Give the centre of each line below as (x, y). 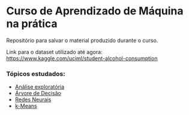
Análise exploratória (40, 87)
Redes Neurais (33, 99)
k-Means (26, 106)
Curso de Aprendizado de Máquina (95, 11)
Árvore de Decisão (38, 93)
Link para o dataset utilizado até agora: (55, 52)
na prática (32, 24)
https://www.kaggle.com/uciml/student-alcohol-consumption (82, 58)
